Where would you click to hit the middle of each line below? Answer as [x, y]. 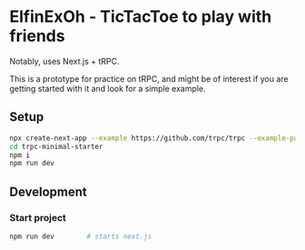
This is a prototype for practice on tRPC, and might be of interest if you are [149, 78]
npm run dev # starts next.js [81, 236]
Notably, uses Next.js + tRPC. [64, 61]
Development [49, 191]
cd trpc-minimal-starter [56, 146]
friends [37, 36]
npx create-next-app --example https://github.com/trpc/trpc [128, 138]
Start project [38, 217]
